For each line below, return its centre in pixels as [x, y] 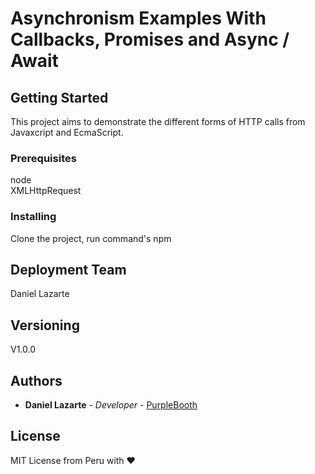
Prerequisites [43, 158]
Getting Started [59, 97]
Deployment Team [68, 269]
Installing [33, 217]
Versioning [45, 325]
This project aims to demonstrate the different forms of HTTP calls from [158, 121]
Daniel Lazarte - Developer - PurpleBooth [111, 405]
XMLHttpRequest [46, 191]
